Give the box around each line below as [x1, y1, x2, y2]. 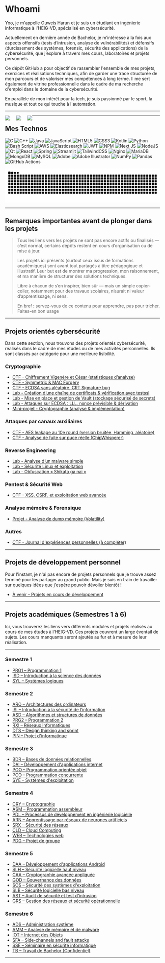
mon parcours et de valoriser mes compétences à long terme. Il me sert [5, 76, 150, 81]
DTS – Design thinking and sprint [12, 727, 79, 734]
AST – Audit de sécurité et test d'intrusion [12, 893, 97, 899]
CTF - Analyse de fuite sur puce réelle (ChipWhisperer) [12, 435, 124, 441]
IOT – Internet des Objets [12, 932, 63, 938]
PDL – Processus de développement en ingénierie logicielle [12, 811, 133, 817]
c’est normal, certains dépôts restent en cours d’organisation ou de [17, 243, 153, 249]
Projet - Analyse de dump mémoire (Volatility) [12, 516, 105, 522]
